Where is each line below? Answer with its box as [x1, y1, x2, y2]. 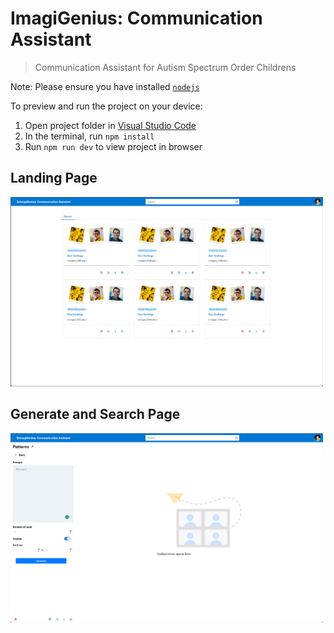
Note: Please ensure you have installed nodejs [10, 80, 200, 92]
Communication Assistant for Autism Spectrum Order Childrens [34, 61, 297, 73]
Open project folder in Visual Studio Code [24, 119, 197, 131]
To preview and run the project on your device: [10, 100, 203, 112]
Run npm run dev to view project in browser [24, 140, 203, 152]
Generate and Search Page [10, 406, 181, 423]
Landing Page [10, 170, 98, 187]
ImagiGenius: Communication [10, 7, 263, 30]
